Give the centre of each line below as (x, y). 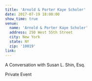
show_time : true (21, 19)
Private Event (18, 74)
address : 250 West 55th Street (41, 32)
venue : (12, 23)
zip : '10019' (23, 46)
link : (10, 51)
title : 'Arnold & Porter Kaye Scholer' (46, 10)
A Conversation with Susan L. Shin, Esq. (45, 65)
